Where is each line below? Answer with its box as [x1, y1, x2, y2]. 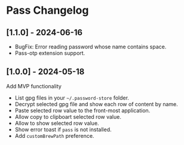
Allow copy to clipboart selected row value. [14, 113, 121, 120]
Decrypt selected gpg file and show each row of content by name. [14, 100, 178, 107]
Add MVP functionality [6, 82, 62, 90]
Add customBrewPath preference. [14, 132, 94, 139]
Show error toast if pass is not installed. [14, 126, 112, 133]
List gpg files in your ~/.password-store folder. [14, 94, 130, 101]
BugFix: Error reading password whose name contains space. [14, 43, 167, 50]
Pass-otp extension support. [14, 50, 85, 57]
